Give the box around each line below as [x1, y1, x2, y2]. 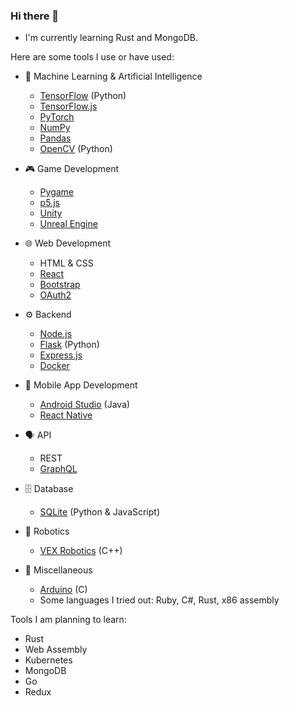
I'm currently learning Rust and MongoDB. [24, 32, 198, 44]
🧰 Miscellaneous [24, 564, 93, 576]
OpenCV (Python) [39, 143, 113, 155]
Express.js [39, 349, 83, 361]
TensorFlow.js [39, 100, 98, 113]
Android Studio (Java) [39, 399, 131, 411]
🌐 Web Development [24, 237, 112, 249]
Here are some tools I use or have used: [10, 51, 175, 63]
